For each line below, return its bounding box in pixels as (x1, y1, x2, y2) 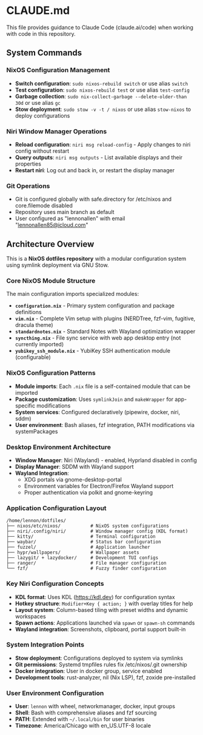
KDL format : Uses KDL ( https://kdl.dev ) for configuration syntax (15, 593, 175, 600)
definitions (15, 309, 42, 316)
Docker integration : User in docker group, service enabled (15, 667, 162, 674)
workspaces (15, 612, 47, 620)
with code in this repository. (6, 30, 76, 37)
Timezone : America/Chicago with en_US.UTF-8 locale (15, 722, 151, 730)
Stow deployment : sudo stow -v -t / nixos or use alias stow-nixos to (15, 106, 191, 113)
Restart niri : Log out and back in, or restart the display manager (15, 166, 175, 173)
